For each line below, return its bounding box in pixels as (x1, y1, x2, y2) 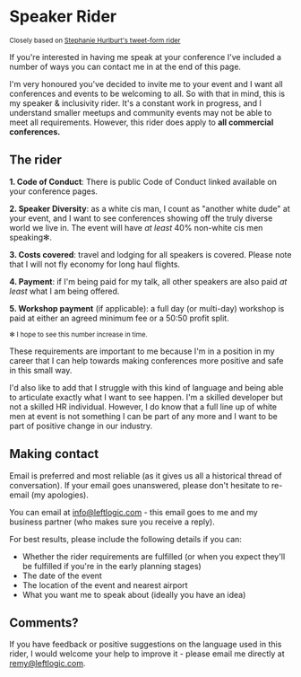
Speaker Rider (9, 6, 117, 27)
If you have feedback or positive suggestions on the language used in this (9, 639, 282, 650)
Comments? (9, 615, 79, 630)
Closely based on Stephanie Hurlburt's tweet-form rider (9, 36, 181, 45)
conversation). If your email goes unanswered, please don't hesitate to (9, 479, 271, 490)
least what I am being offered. (9, 286, 120, 296)
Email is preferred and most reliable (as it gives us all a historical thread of (9, 470, 282, 481)
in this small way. (9, 365, 73, 375)
